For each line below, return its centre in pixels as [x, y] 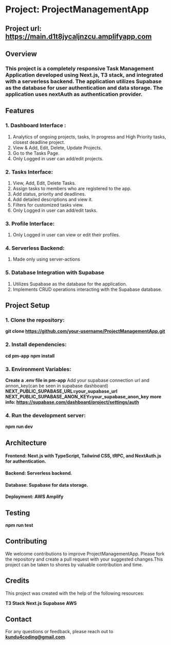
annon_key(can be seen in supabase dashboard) [57, 386]
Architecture [26, 443]
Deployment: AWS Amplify [34, 496]
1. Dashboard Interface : [36, 125]
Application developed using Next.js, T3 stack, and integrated [84, 75]
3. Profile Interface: [30, 224]
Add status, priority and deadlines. [49, 194]
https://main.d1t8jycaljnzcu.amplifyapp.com [79, 36]
